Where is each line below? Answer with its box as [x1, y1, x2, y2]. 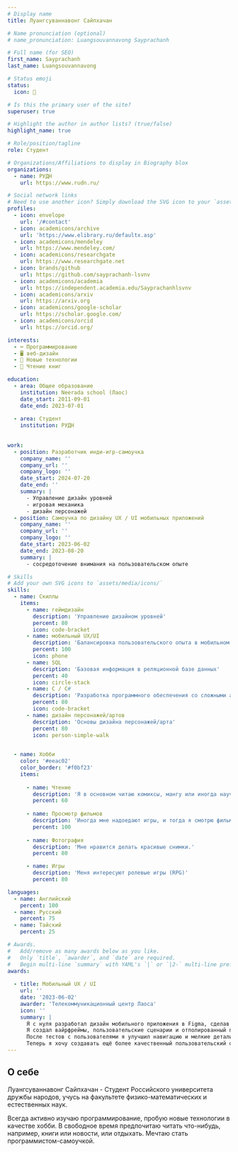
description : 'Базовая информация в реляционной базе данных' [33, 665, 220, 672]
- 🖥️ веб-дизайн [13, 350, 59, 357]
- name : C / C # [25, 685, 72, 692]
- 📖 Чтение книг [13, 363, 62, 370]
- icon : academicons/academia [13, 277, 103, 284]
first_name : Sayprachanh [7, 56, 81, 63]
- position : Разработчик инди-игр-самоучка [13, 448, 144, 455]
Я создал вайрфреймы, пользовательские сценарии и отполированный [25, 1026, 227, 1034]
